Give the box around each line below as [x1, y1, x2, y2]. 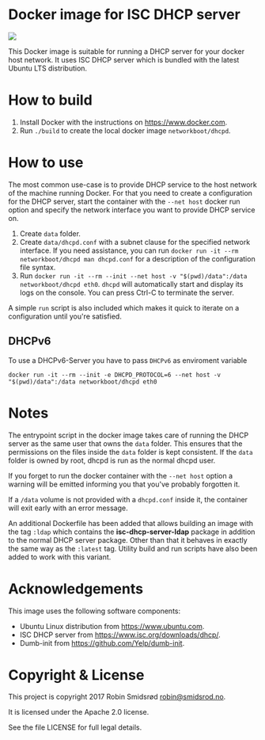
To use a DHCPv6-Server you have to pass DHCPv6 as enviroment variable [8, 355, 248, 365]
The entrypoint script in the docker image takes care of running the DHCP [8, 430, 249, 440]
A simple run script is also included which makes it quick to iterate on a [8, 303, 240, 312]
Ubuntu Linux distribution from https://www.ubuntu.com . [19, 621, 205, 631]
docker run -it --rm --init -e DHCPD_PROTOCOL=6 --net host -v [8, 371, 221, 379]
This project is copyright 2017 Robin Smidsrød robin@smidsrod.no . [8, 692, 226, 702]
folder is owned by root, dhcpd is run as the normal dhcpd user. [8, 456, 216, 465]
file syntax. [19, 262, 56, 272]
